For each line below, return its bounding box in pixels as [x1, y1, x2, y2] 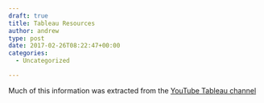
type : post [8, 34, 45, 43]
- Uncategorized [15, 57, 70, 65]
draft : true [8, 11, 48, 20]
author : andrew [8, 27, 60, 35]
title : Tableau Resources [8, 19, 95, 27]
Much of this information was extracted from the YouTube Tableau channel [8, 85, 257, 95]
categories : [8, 49, 48, 57]
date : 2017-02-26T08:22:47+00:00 [8, 42, 121, 50]
